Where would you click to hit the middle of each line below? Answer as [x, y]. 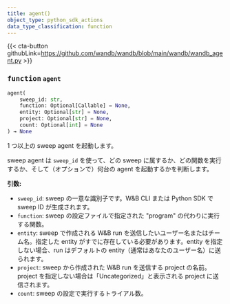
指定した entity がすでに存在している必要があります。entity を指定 [129, 241]
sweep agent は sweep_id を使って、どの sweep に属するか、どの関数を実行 [114, 160]
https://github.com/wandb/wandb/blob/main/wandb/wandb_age [132, 53]
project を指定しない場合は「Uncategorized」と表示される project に [115, 276]
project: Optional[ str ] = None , [66, 119]
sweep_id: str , [41, 99]
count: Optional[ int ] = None [61, 125]
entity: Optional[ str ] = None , [64, 112]
